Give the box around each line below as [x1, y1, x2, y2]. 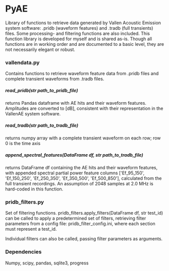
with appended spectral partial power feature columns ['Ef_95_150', [5, 170, 145, 176]
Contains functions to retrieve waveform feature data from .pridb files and [5, 71, 159, 77]
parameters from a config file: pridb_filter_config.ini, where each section [5, 221, 155, 227]
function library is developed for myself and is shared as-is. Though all [5, 36, 152, 42]
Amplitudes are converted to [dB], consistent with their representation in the [5, 105, 163, 111]
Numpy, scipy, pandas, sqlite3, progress [5, 260, 89, 266]
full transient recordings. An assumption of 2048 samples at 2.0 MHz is [5, 181, 154, 187]
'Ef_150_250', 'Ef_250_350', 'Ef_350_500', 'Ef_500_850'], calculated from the [5, 175, 162, 181]
